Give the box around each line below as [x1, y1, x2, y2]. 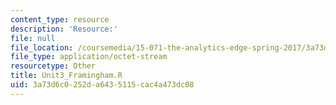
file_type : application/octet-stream [10, 52, 168, 62]
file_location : [10, 42, 74, 53]
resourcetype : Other [10, 61, 97, 71]
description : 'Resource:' [10, 24, 118, 34]
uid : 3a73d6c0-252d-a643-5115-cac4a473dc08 [10, 80, 195, 90]
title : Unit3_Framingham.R [10, 71, 123, 81]
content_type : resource [10, 14, 110, 25]
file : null [10, 33, 56, 43]
